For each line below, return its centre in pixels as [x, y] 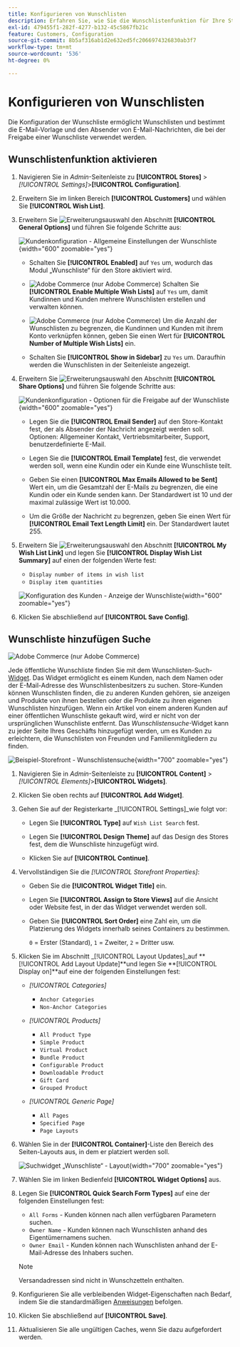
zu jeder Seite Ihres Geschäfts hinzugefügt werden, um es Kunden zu [110, 731]
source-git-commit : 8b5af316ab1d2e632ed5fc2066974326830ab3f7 [102, 41]
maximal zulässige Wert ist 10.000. [80, 502]
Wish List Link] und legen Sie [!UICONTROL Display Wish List [110, 552]
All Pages [54, 1116]
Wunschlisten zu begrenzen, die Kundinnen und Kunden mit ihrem [126, 328]
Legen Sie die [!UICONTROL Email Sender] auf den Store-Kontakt [126, 421]
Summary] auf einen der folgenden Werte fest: [88, 560]
